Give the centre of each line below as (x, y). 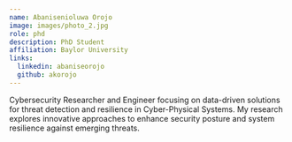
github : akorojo (47, 75)
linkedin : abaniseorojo (61, 67)
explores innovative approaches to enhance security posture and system (142, 118)
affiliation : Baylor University (69, 50)
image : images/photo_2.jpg (59, 26)
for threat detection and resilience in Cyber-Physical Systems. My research (146, 109)
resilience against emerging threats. (74, 128)
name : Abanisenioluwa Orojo (61, 17)
